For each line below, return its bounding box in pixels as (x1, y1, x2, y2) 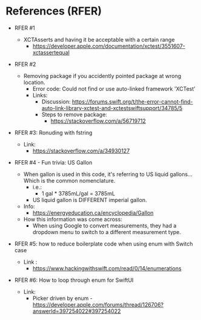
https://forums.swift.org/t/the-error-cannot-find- (71, 98, 193, 105)
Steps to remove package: (41, 111, 107, 118)
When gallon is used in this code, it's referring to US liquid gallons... (23, 171, 193, 178)
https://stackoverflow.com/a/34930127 (32, 147, 130, 154)
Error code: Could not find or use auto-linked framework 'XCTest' (32, 85, 196, 92)
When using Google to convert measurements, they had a (32, 222, 177, 229)
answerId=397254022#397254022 (32, 307, 121, 315)
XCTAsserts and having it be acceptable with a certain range (23, 36, 175, 43)
